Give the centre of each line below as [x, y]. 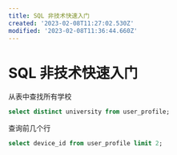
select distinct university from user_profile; [89, 112]
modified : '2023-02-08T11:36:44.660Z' [73, 31]
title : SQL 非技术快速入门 [49, 16]
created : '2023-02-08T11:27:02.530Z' [71, 23]
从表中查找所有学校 [40, 96]
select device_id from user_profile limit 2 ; [85, 144]
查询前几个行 [29, 128]
